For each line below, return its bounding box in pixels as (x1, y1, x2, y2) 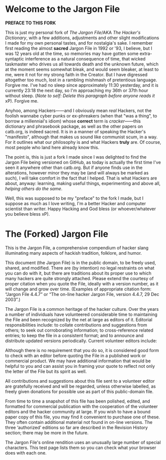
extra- (139, 51, 153, 57)
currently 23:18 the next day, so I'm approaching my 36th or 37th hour (5, 87, 149, 93)
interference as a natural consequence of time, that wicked (25, 56, 146, 61)
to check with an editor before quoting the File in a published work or (5, 352, 146, 358)
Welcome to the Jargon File (5, 3, 120, 15)
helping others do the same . (5, 185, 63, 191)
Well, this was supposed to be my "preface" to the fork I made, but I (5, 195, 144, 201)
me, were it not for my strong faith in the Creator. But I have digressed (5, 71, 148, 77)
